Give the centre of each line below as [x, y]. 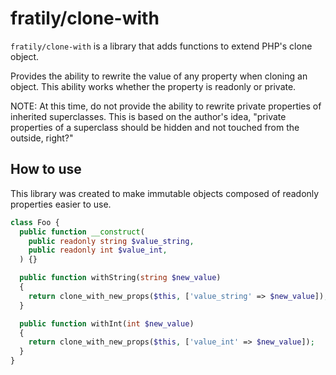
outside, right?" [42, 138]
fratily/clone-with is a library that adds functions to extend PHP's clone [161, 46]
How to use [46, 169]
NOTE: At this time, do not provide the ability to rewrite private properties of [166, 106]
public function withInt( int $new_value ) [107, 323]
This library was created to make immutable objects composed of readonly [165, 193]
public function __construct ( [82, 232]
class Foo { [35, 222]
